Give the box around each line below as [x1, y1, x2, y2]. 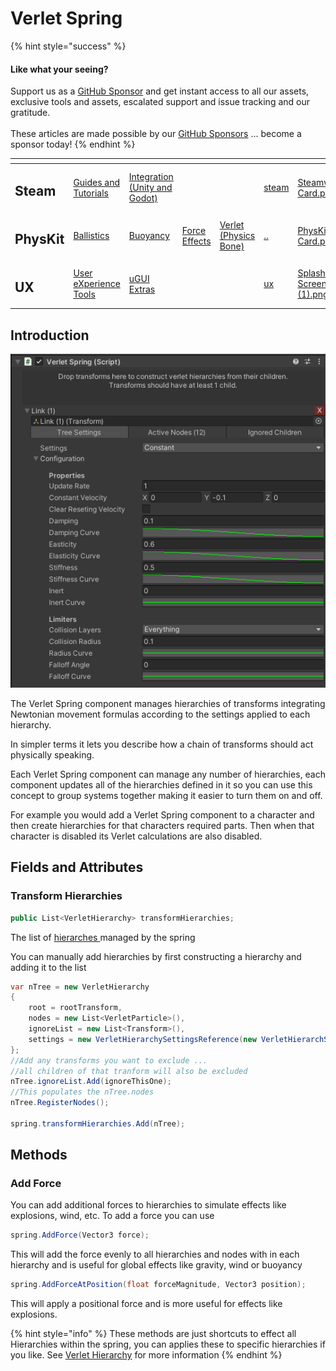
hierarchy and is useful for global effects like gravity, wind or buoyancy [10, 1259, 303, 1271]
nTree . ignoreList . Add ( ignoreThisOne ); [10, 1077, 172, 1087]
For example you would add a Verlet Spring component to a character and [10, 808, 315, 821]
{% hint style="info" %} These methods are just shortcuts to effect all [10, 1328, 297, 1340]
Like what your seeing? [10, 63, 109, 75]
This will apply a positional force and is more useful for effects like [10, 1298, 283, 1310]
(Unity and [128, 182, 173, 194]
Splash [297, 267, 326, 279]
